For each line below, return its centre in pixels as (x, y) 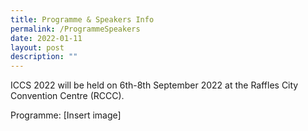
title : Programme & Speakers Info (82, 19)
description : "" (44, 57)
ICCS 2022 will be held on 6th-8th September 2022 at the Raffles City (154, 85)
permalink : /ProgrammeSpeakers (75, 29)
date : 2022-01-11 (46, 38)
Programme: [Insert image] (66, 115)
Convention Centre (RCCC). (67, 96)
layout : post (37, 47)
